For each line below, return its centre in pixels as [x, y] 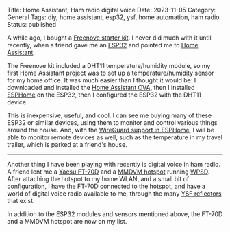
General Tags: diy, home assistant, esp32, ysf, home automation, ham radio [113, 17]
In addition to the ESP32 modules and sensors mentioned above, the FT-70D [115, 214]
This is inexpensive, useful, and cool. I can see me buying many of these [110, 115]
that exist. [21, 201]
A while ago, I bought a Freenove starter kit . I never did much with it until [109, 38]
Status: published [32, 24]
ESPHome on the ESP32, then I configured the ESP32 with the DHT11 [104, 95]
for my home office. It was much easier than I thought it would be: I [102, 80]
